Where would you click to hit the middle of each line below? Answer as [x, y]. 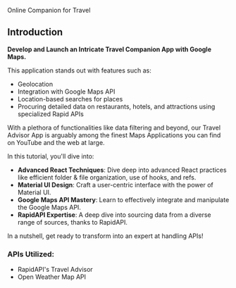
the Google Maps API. [49, 207]
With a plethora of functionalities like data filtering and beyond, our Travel [114, 127]
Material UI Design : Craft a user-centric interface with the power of [115, 184]
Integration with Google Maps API [66, 92]
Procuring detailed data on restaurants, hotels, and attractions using [116, 106]
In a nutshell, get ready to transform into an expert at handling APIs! [105, 236]
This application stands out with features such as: [79, 70]
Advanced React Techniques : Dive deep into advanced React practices [122, 170]
